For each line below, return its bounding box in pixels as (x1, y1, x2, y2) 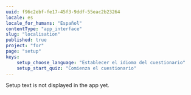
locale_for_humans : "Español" (5, 20, 83, 26)
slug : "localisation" (5, 31, 61, 38)
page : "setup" (5, 48, 42, 54)
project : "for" (5, 43, 44, 49)
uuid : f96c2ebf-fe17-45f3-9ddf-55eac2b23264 (5, 8, 120, 15)
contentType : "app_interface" (5, 25, 83, 32)
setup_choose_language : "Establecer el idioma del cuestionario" (16, 59, 186, 65)
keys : (5, 54, 19, 60)
